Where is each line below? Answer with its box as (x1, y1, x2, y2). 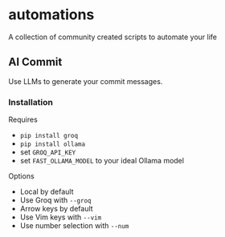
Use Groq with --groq (19, 195, 92, 205)
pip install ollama (19, 140, 86, 149)
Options (8, 171, 35, 181)
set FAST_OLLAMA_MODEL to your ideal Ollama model (19, 156, 185, 166)
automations (8, 6, 95, 24)
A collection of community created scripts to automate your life (8, 32, 217, 42)
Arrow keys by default (19, 204, 94, 214)
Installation (8, 96, 54, 107)
